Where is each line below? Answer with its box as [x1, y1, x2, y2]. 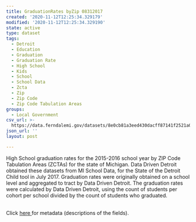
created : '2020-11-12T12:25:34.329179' [6, 14, 103, 20]
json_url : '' [6, 128, 38, 134]
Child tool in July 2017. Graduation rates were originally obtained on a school [6, 173, 190, 180]
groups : [6, 106, 25, 112]
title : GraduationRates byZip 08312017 [6, 8, 103, 15]
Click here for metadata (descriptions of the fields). [6, 209, 129, 216]
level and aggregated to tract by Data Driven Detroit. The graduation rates [6, 179, 183, 186]
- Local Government [11, 112, 59, 117]
